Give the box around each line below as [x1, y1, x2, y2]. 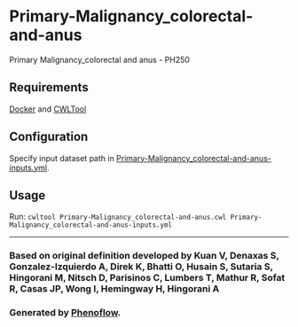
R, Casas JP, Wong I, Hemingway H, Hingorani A [9, 283, 220, 295]
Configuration [9, 129, 89, 144]
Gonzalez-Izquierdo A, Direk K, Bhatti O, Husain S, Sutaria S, [9, 261, 273, 273]
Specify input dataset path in [9, 152, 115, 163]
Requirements [9, 80, 89, 95]
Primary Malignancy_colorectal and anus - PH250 [9, 54, 191, 65]
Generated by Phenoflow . [9, 307, 122, 319]
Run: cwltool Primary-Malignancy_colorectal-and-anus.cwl [9, 211, 227, 222]
